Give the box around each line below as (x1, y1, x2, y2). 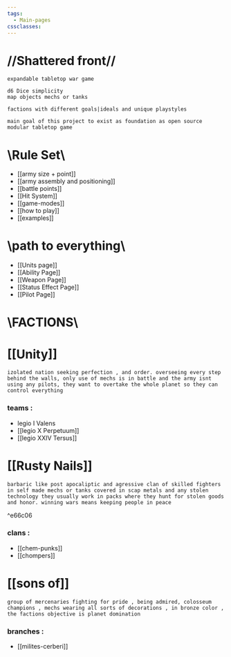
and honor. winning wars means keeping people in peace (7, 499, 172, 506)
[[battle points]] (17, 185, 62, 193)
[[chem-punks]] (17, 544, 63, 552)
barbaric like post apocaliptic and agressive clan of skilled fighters (7, 481, 221, 488)
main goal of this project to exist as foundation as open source (7, 118, 203, 125)
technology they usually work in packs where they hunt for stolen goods (7, 492, 225, 500)
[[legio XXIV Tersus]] (17, 434, 77, 442)
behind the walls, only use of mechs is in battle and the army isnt (7, 375, 212, 382)
